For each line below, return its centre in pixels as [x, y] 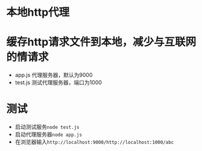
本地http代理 [38, 12]
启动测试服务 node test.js [47, 127]
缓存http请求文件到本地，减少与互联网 [101, 42]
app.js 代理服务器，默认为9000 [54, 75]
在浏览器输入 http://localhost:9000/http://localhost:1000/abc [94, 142]
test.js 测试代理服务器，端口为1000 [58, 82]
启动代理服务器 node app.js [49, 134]
